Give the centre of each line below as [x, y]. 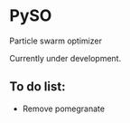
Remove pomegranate [64, 109]
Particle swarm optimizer [56, 41]
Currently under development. [65, 58]
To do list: [37, 87]
